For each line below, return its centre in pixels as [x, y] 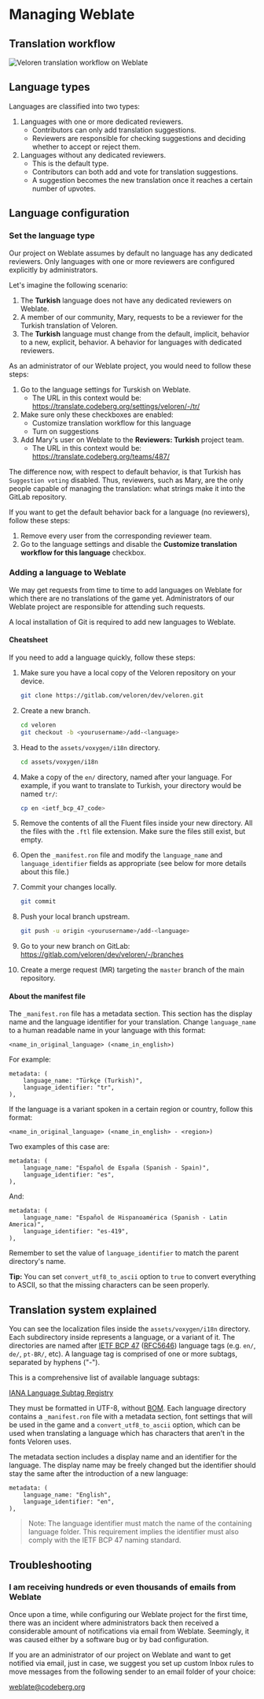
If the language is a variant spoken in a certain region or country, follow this [131, 1110]
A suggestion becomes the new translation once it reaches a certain [143, 180]
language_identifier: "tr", [69, 1088]
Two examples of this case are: [59, 1147]
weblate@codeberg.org [47, 1686]
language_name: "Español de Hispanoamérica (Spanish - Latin [125, 1218]
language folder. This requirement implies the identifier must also [133, 1532]
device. [32, 681]
